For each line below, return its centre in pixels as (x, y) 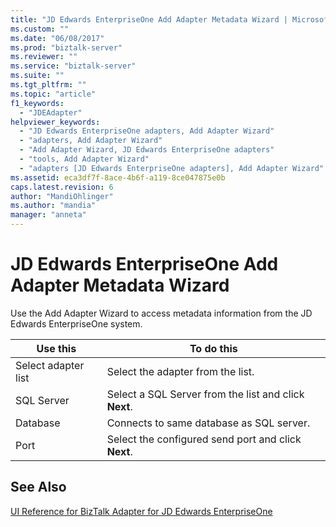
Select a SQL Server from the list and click (205, 394)
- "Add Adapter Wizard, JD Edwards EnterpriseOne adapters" (147, 150)
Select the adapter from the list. (180, 371)
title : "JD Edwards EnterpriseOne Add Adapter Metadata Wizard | (149, 19)
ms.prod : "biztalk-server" (66, 47)
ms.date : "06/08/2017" (57, 38)
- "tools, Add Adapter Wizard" (84, 159)
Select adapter (50, 365)
